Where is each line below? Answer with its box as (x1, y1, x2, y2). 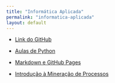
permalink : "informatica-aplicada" (6, 14, 95, 20)
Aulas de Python (14, 47, 55, 55)
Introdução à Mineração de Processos (14, 71, 109, 78)
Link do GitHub (14, 36, 52, 43)
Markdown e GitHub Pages (14, 59, 82, 66)
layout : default (6, 20, 46, 25)
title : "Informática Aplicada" (6, 8, 84, 15)
